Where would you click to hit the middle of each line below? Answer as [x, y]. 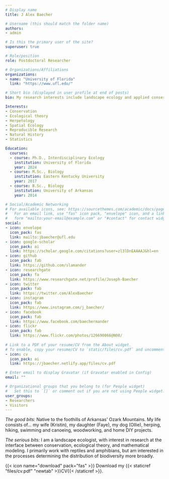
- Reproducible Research [31, 130]
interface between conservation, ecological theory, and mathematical [77, 445]
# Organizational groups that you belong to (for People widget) [75, 386]
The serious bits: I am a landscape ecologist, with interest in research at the [83, 440]
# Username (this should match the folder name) [57, 24]
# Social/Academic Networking [37, 204]
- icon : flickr [21, 326]
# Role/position [22, 56]
